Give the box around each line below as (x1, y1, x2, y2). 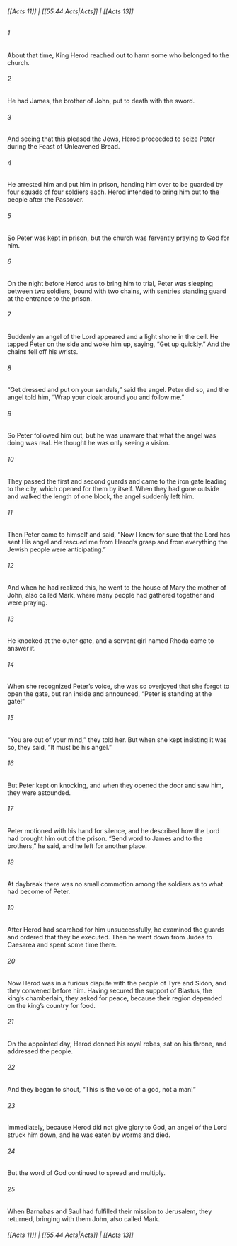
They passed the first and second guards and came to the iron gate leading (7, 476, 227, 486)
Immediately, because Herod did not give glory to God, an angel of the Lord (7, 1124, 228, 1132)
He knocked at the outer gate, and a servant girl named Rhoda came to (7, 636, 214, 645)
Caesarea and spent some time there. (7, 940, 117, 949)
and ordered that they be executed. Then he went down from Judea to (7, 933, 212, 942)
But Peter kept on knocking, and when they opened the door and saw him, (7, 781, 224, 789)
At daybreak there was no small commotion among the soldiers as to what (7, 880, 224, 888)
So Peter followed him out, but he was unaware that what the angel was (7, 431, 216, 440)
